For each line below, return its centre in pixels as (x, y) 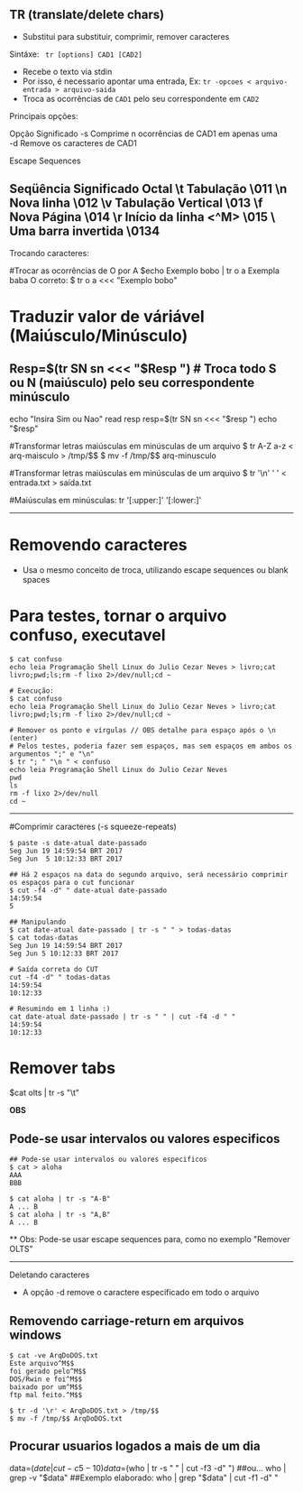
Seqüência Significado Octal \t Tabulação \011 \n (148, 189)
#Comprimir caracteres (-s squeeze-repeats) (93, 826)
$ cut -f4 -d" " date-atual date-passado (88, 890)
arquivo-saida (89, 89)
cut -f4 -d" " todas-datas (60, 977)
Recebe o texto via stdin (67, 71)
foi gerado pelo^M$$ (48, 1372)
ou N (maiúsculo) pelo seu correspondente (132, 383)
